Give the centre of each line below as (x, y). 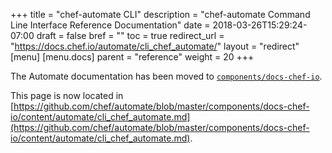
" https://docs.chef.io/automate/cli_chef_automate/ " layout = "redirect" (155, 46)
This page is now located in (67, 95)
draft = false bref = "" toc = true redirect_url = (130, 35)
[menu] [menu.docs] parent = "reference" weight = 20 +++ (132, 57)
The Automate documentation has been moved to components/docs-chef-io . (166, 76)
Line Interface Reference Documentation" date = (110, 25)
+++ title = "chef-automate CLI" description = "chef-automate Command (160, 14)
